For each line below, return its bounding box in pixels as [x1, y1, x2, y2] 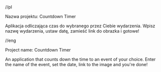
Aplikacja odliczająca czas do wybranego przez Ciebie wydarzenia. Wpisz [5, 23, 156, 29]
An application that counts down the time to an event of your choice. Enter [5, 56, 156, 62]
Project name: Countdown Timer [5, 47, 71, 53]
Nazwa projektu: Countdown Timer [5, 14, 76, 19]
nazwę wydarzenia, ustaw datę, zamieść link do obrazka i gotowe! [5, 28, 139, 34]
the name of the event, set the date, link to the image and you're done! [5, 62, 148, 67]
